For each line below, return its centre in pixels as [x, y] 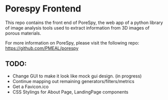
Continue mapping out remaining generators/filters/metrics [73, 81]
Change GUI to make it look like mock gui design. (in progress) [77, 76]
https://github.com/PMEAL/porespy [42, 48]
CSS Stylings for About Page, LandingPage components [70, 92]
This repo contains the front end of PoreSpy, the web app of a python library [84, 22]
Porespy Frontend [43, 9]
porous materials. [23, 33]
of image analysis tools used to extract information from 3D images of [77, 27]
